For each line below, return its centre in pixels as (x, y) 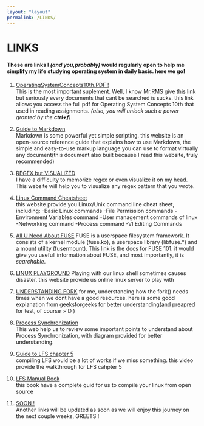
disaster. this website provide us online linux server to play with (95, 279)
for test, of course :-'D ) (45, 310)
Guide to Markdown (40, 129)
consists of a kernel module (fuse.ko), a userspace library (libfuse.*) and (107, 242)
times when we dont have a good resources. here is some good (95, 298)
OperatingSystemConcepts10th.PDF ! (62, 85)
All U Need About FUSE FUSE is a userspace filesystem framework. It (103, 236)
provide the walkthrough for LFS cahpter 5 (69, 366)
